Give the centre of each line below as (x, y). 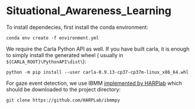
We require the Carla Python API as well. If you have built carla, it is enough (98, 49)
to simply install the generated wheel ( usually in (65, 55)
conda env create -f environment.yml (53, 38)
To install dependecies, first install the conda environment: (77, 27)
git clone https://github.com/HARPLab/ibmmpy (63, 100)
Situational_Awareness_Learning (89, 11)
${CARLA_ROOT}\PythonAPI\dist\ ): (46, 61)
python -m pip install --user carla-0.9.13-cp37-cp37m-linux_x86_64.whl (97, 72)
